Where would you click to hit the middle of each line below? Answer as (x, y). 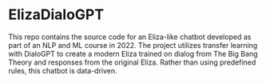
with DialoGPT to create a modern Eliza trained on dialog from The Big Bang (133, 53)
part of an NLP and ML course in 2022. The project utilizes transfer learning (133, 45)
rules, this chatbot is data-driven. (63, 70)
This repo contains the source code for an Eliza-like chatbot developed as (130, 37)
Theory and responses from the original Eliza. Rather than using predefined (132, 62)
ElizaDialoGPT (56, 15)
